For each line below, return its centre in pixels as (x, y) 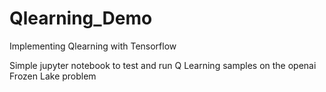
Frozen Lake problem (53, 76)
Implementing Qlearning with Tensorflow (93, 46)
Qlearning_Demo (81, 18)
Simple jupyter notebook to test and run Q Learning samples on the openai (163, 65)
